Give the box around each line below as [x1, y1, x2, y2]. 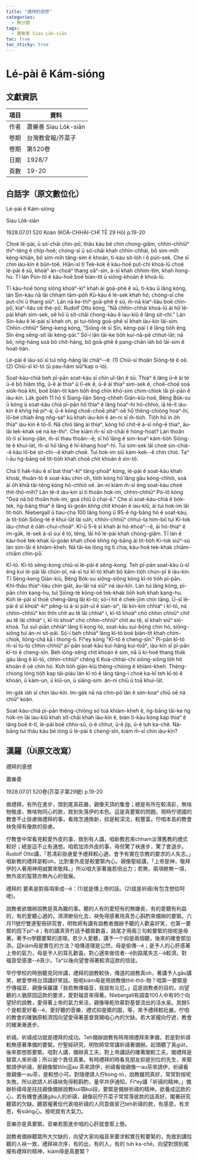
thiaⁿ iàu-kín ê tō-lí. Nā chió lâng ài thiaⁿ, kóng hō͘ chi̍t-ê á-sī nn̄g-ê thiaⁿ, [6, 421, 181, 428]
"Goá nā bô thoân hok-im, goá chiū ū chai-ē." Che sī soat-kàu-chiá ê [6, 495, 173, 502]
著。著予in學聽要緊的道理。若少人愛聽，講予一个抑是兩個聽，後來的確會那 [6, 935, 186, 942]
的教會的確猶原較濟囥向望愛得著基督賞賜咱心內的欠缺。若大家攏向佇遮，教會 [6, 1013, 192, 1021]
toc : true [6, 36, 31, 42]
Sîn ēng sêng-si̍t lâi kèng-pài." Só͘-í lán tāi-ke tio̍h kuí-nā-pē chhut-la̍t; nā [6, 331, 184, 338]
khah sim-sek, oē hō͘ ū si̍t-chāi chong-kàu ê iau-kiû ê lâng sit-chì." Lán [14, 311, 186, 318]
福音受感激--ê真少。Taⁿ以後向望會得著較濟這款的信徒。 [6, 956, 141, 964]
